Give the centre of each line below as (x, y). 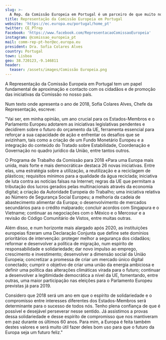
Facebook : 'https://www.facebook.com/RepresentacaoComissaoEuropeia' (78, 33)
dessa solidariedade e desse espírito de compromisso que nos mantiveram (82, 316)
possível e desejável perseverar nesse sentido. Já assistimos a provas (77, 311)
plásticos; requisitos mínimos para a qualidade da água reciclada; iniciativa (81, 176)
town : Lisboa (19, 56)
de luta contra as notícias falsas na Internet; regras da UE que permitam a (80, 181)
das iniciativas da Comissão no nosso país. (49, 94)
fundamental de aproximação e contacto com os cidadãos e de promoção (80, 89)
